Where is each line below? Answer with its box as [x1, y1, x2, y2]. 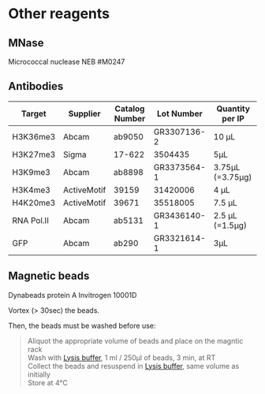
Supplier [68, 108, 101, 119]
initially [27, 370, 51, 379]
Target [21, 108, 47, 119]
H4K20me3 [12, 197, 56, 208]
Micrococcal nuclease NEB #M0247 [8, 57, 125, 66]
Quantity [216, 103, 251, 114]
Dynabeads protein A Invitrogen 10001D [8, 290, 137, 299]
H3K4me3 [12, 184, 51, 195]
